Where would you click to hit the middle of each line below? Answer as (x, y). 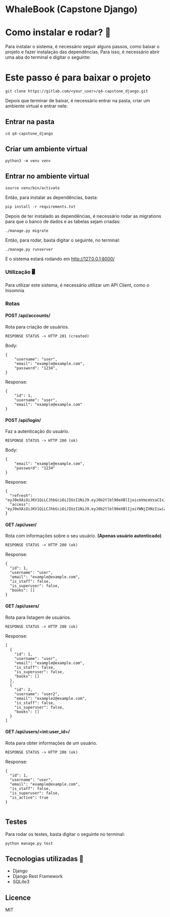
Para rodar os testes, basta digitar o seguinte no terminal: (65, 834)
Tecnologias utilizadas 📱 (45, 859)
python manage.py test (29, 843)
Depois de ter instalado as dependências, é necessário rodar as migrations (83, 216)
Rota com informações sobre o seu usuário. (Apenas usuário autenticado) (83, 536)
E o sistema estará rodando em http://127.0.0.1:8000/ (60, 259)
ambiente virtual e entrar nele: (37, 106)
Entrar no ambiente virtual (47, 176)
